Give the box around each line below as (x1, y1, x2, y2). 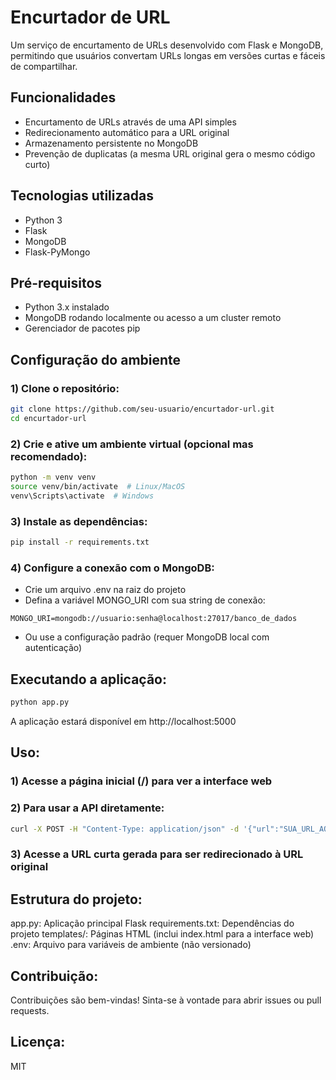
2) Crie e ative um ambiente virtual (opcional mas (10, 437, 254, 451)
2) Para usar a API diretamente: (10, 801, 165, 815)
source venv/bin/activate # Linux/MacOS (10, 481, 186, 491)
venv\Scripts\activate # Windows (10, 491, 155, 501)
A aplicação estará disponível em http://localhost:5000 (10, 715, 237, 727)
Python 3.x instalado (24, 301, 110, 313)
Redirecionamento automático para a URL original (24, 126, 230, 138)
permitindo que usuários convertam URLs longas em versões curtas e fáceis (10, 49, 326, 61)
